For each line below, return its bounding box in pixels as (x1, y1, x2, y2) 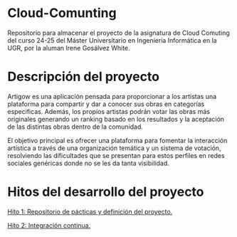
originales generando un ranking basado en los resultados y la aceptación (7, 115, 225, 123)
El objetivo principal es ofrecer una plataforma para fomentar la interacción (7, 136, 228, 144)
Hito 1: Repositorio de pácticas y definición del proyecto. (7, 207, 173, 216)
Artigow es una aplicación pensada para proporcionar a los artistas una (7, 92, 217, 100)
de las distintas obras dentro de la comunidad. (7, 122, 144, 131)
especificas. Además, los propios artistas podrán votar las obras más (7, 107, 210, 115)
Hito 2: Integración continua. (7, 221, 91, 229)
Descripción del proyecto (7, 69, 160, 85)
